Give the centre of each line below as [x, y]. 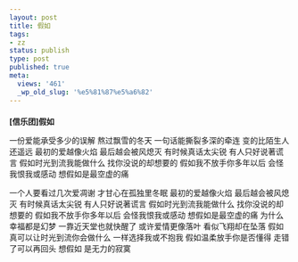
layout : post [33, 17]
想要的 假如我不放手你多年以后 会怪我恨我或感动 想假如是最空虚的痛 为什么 [146, 216]
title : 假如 [30, 26]
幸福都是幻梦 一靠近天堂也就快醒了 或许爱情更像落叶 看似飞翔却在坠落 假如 [146, 226]
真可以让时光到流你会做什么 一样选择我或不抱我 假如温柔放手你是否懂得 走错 [149, 238]
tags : [19, 34]
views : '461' [41, 84]
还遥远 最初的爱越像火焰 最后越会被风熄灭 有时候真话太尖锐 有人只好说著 [143, 151]
